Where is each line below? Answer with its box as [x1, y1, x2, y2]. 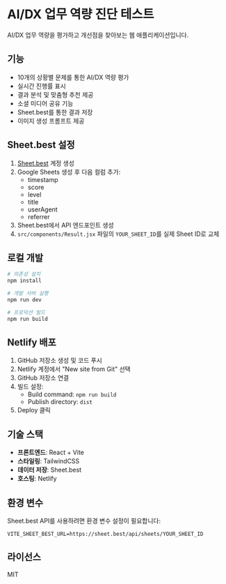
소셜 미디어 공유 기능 [17, 99, 74, 107]
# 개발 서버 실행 [7, 290, 49, 297]
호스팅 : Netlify [17, 474, 57, 483]
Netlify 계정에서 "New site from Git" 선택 [17, 365, 131, 373]
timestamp [27, 175, 58, 184]
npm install [7, 277, 42, 285]
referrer [27, 212, 50, 220]
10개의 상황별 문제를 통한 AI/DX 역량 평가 [17, 73, 129, 81]
